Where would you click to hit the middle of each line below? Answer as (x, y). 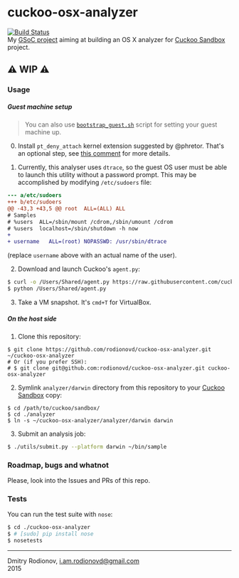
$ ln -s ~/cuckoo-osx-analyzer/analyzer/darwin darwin (90, 420)
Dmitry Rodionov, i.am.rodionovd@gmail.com (74, 561)
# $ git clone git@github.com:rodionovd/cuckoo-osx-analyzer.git (106, 368)
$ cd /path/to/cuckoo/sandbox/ (54, 408)
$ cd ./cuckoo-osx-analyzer (49, 528)
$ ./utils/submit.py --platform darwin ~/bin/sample (87, 446)
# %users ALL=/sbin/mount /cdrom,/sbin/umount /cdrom (90, 222)
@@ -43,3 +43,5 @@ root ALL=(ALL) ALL (67, 208)
